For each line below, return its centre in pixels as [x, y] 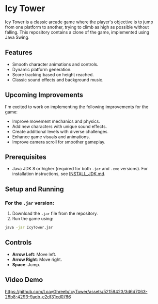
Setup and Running [34, 189]
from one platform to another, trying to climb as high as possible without [77, 27]
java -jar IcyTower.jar [29, 228]
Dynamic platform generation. [42, 69]
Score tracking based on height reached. [53, 74]
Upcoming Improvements [44, 95]
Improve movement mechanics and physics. [56, 121]
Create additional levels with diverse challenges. [60, 131]
